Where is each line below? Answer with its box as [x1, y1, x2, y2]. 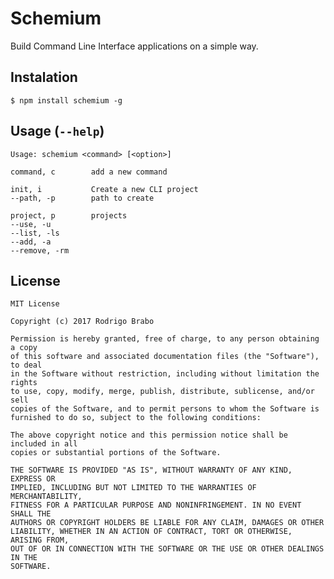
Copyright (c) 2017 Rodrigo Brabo [10, 317, 155, 327]
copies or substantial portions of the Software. [10, 448, 222, 458]
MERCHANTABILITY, [10, 492, 83, 502]
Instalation [10, 69, 78, 86]
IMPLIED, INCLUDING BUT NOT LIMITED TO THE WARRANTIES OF [10, 483, 257, 493]
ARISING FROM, [10, 535, 70, 546]
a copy [10, 343, 38, 353]
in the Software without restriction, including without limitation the [10, 369, 320, 379]
